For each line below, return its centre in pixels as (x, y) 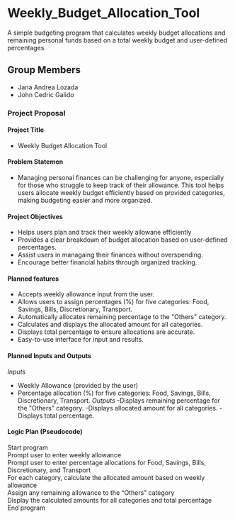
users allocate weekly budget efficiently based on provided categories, (121, 193)
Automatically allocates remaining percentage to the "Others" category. (122, 317)
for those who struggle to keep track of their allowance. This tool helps (121, 185)
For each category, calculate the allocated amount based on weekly (106, 477)
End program (27, 508)
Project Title (26, 130)
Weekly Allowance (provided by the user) (78, 385)
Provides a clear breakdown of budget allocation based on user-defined (122, 240)
